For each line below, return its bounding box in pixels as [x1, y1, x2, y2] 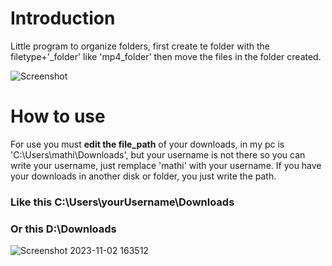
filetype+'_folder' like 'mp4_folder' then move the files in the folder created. [10, 50, 322, 62]
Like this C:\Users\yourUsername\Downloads [10, 195, 235, 209]
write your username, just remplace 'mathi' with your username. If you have [10, 159, 322, 171]
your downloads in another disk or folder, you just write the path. [10, 170, 277, 182]
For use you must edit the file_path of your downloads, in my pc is [10, 138, 285, 150]
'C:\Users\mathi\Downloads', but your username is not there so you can [10, 148, 306, 161]
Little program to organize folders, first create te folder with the [10, 40, 270, 52]
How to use [10, 105, 106, 128]
